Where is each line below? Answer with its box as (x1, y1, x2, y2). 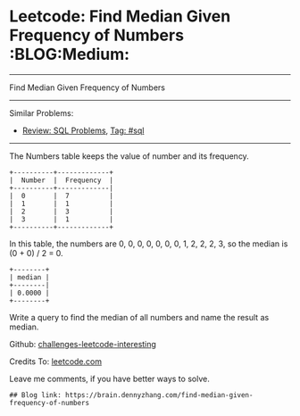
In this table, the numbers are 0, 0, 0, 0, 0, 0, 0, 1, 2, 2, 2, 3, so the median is (9, 238, 288, 249)
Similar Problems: (9, 107, 74, 118)
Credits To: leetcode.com (9, 355, 103, 367)
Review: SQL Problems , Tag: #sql (21, 125, 145, 136)
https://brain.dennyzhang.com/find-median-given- (65, 390, 254, 399)
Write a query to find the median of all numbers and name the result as (9, 312, 270, 322)
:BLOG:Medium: (9, 45, 130, 64)
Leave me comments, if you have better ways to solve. (9, 373, 210, 384)
